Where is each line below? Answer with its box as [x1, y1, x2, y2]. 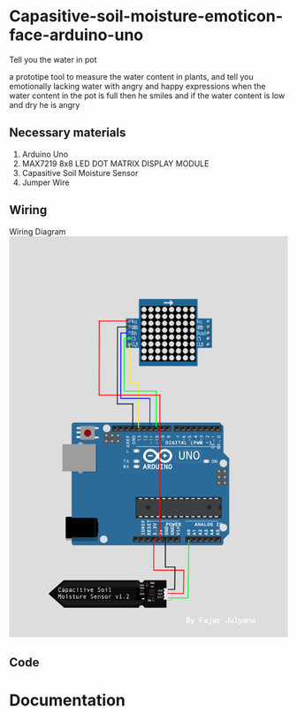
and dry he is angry [9, 99, 80, 110]
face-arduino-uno [9, 25, 144, 45]
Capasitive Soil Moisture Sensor [21, 167, 139, 178]
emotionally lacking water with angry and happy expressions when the [9, 81, 266, 91]
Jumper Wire [21, 177, 70, 188]
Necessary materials [9, 126, 126, 141]
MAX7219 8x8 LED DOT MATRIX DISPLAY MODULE [21, 158, 209, 169]
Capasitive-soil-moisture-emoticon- [9, 6, 284, 27]
